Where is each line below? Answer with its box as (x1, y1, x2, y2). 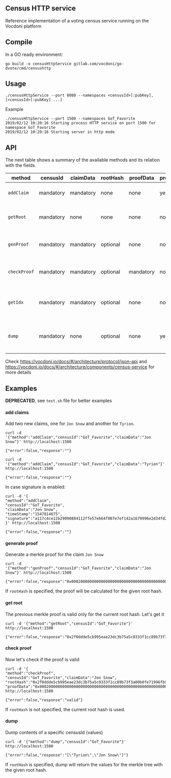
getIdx (8, 300, 24, 305)
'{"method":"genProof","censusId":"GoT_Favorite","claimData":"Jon (5, 566, 152, 571)
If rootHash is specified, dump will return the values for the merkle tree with (5, 762, 163, 768)
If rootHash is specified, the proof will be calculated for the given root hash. (5, 588, 163, 594)
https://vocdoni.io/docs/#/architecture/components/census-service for (5, 364, 155, 370)
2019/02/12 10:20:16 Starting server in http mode (5, 129, 115, 135)
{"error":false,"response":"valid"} (5, 697, 83, 703)
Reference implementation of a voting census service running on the (5, 17, 149, 23)
